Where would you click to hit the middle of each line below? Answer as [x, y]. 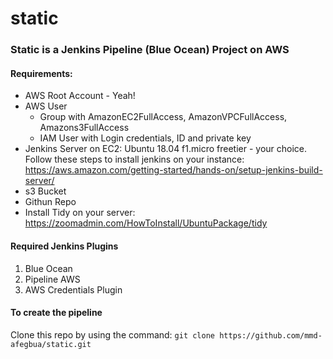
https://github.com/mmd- [271, 335]
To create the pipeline [56, 313]
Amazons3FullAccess [84, 128]
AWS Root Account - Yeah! [80, 96]
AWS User [46, 106]
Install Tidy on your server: [80, 213]
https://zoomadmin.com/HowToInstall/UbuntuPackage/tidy [146, 223]
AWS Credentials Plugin [73, 289]
